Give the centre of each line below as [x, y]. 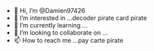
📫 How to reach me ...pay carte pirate [68, 40]
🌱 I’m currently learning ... [51, 25]
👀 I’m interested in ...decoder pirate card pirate [80, 18]
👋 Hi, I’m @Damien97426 [49, 11]
